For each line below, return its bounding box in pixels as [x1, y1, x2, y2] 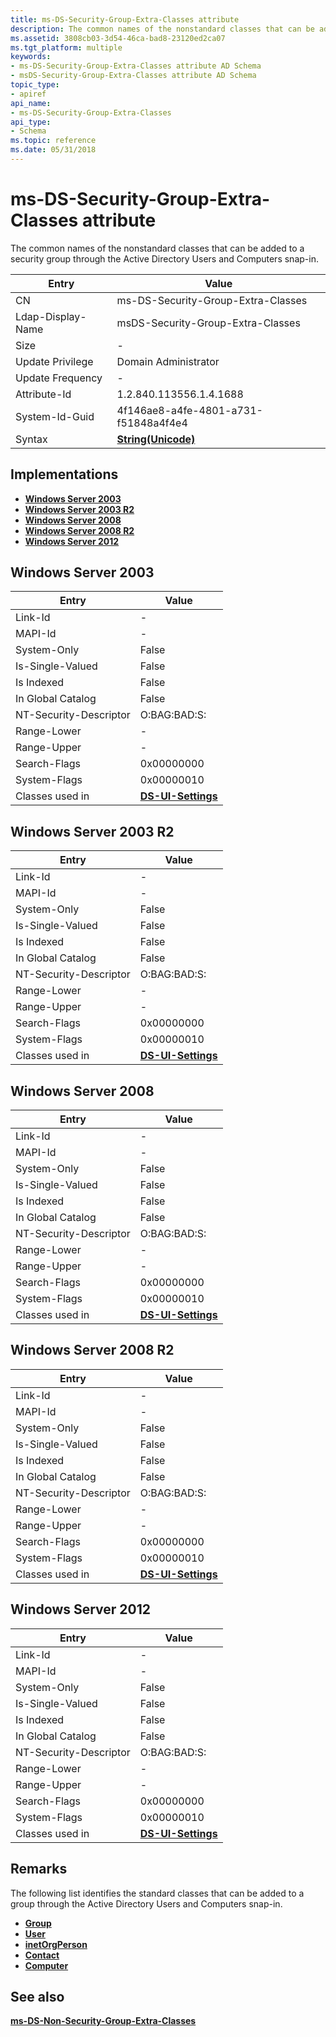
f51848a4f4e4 [116, 416, 188, 430]
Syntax [15, 432, 48, 446]
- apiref [10, 89, 47, 99]
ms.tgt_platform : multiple [10, 42, 123, 53]
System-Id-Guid [15, 409, 95, 423]
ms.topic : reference [10, 136, 97, 146]
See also [10, 1988, 65, 2005]
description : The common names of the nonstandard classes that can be [10, 24, 315, 34]
